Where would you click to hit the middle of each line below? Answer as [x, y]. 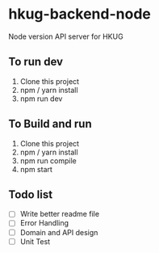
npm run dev [41, 99]
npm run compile [48, 160]
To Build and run [50, 124]
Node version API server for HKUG [66, 36]
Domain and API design [59, 232]
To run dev [36, 62]
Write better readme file [59, 214]
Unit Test [35, 241]
